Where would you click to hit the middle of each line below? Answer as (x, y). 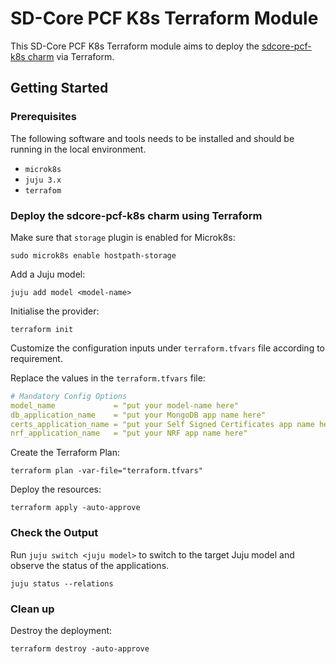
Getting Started (59, 88)
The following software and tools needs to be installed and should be (152, 138)
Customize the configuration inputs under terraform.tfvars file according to (167, 348)
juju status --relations (62, 583)
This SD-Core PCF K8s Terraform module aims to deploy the (135, 46)
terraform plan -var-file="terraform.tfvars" (106, 471)
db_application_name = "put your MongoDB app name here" (138, 415)
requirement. (36, 358)
